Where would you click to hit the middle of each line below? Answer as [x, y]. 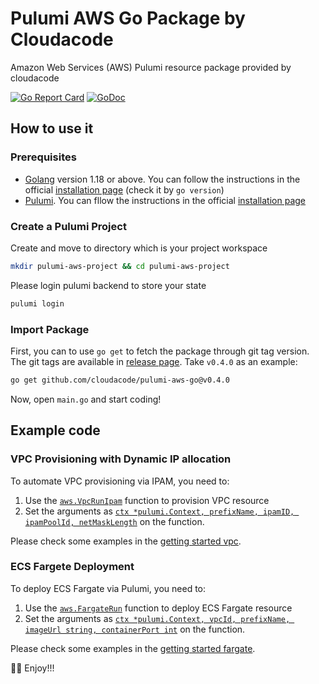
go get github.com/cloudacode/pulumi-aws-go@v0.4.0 [120, 380]
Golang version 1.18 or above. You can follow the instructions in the [162, 179]
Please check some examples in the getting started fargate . [133, 648]
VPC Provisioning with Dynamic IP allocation [121, 459]
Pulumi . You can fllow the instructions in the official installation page [165, 200]
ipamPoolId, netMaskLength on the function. [114, 521]
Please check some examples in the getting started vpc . [126, 541]
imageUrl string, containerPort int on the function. [135, 629]
